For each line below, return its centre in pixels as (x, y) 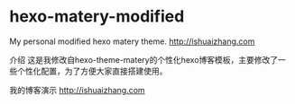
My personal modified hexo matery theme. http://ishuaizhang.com (132, 41)
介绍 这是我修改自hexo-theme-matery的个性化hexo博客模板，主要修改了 (144, 59)
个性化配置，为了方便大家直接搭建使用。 (92, 71)
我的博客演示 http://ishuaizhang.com (78, 90)
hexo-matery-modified (97, 17)
